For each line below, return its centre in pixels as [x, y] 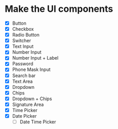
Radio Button [26, 35]
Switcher [21, 41]
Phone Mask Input [31, 69]
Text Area [22, 81]
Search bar [24, 76]
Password [23, 64]
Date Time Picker [38, 122]
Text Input [23, 46]
